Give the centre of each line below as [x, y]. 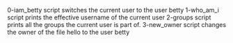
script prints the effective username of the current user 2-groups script [109, 17]
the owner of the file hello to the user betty [69, 32]
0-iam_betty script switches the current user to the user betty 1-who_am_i [113, 10]
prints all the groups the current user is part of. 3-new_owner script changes [117, 25]
